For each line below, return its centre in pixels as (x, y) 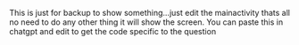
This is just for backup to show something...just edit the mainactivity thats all (149, 13)
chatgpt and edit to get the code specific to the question (113, 31)
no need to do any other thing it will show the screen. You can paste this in (146, 22)
